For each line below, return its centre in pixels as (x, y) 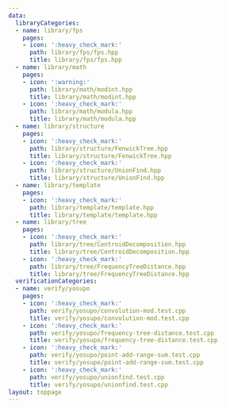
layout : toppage (35, 392)
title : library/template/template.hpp (93, 215)
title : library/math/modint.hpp (82, 97)
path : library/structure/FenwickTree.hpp (99, 148)
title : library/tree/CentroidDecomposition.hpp (109, 252)
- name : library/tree (51, 222)
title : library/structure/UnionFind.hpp (97, 178)
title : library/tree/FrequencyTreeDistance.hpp (109, 274)
